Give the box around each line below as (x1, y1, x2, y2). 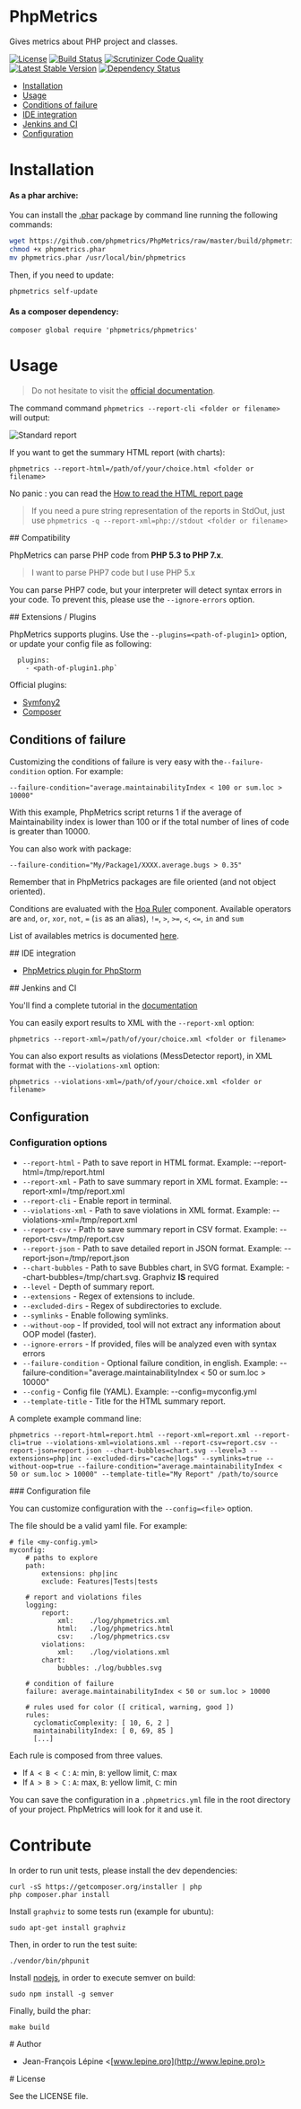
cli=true (9, 1438, 42, 1447)
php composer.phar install (9, 1890, 110, 1899)
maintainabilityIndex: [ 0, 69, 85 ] (32, 1726, 175, 1735)
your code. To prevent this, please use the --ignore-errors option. (9, 595, 255, 605)
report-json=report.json (9, 1446, 102, 1455)
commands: (9, 219, 54, 230)
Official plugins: (9, 680, 67, 691)
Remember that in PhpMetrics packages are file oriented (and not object (9, 876, 276, 887)
